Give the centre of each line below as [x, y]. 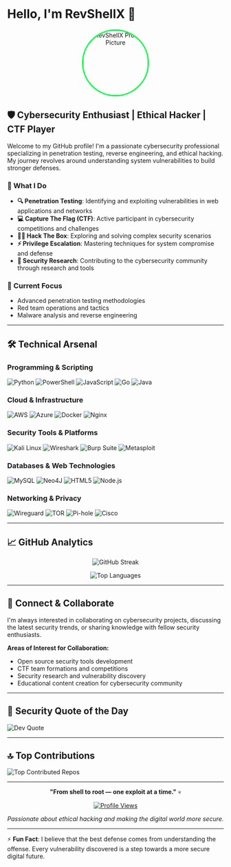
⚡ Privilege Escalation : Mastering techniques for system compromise [115, 244]
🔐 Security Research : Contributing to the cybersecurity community [112, 261]
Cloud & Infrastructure [45, 400]
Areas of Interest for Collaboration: [58, 648]
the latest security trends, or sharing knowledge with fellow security [103, 627]
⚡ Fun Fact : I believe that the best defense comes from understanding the [112, 839]
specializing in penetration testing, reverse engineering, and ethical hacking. [115, 153]
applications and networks [55, 211]
